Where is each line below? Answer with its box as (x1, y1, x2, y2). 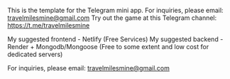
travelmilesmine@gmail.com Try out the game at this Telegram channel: (7, 14, 217, 22)
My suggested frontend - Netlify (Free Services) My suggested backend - (7, 35, 224, 43)
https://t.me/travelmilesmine (7, 21, 90, 29)
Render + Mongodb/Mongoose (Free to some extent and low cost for (7, 43, 209, 51)
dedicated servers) (7, 50, 63, 58)
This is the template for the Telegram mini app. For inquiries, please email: (7, 6, 224, 14)
